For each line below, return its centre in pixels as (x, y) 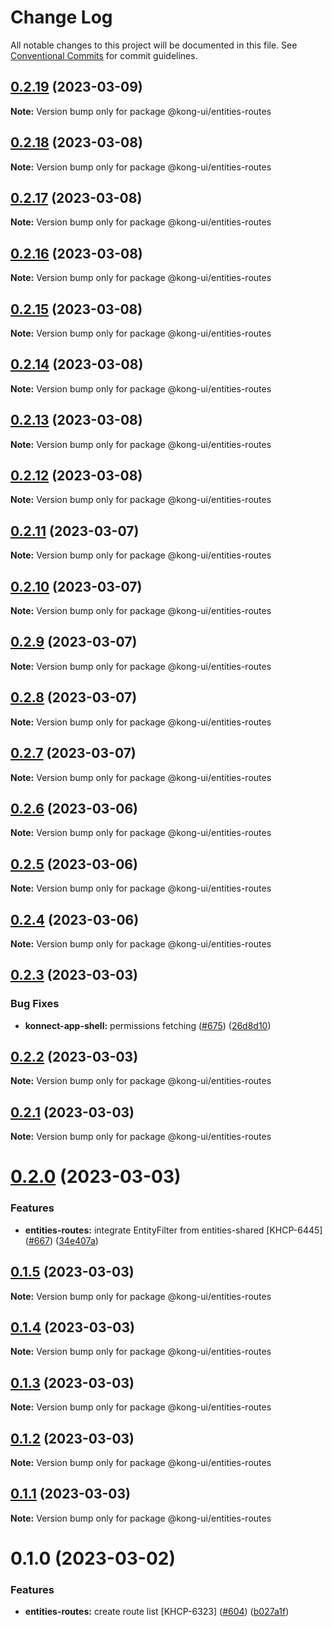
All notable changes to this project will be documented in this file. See (154, 45)
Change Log (61, 17)
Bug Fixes (35, 1004)
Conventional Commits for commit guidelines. (104, 55)
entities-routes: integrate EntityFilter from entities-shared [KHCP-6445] (173, 1230)
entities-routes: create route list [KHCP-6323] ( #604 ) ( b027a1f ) (157, 1612)
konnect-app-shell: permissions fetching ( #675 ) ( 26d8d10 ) (148, 1025)
